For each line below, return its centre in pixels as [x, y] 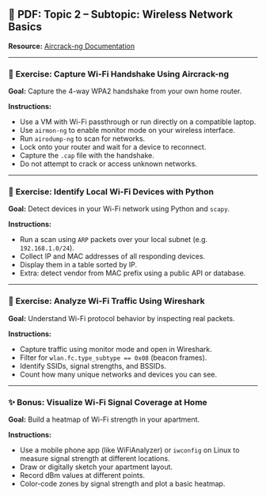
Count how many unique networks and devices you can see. [118, 374]
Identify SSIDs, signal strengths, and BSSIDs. [93, 365]
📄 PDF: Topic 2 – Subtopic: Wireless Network [121, 15]
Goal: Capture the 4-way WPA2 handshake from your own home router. [125, 91]
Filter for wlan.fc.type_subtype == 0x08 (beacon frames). [113, 358]
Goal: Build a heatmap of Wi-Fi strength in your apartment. [104, 419]
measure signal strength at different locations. [95, 458]
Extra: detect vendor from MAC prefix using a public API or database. [133, 273]
